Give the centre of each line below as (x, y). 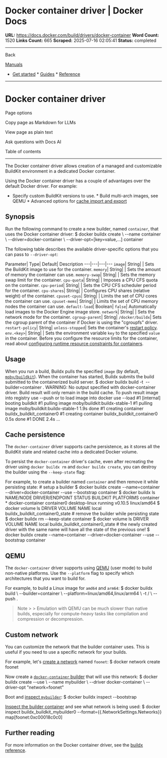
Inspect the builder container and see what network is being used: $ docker (83, 707)
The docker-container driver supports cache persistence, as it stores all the (83, 447)
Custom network (32, 634)
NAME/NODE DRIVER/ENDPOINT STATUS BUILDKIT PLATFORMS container (83, 498)
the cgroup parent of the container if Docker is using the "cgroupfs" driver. (82, 322)
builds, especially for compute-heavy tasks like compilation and (83, 614)
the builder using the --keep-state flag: (45, 472)
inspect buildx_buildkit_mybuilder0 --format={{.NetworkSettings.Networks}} (83, 712)
